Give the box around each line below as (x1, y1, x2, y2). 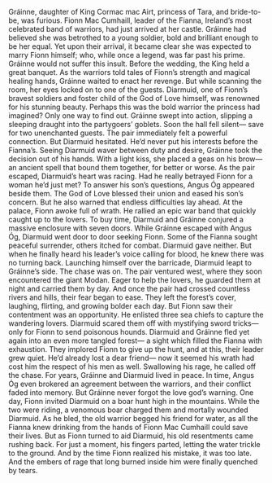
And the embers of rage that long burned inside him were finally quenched (8, 457, 258, 467)
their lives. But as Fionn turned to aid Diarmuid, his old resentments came (8, 431, 254, 441)
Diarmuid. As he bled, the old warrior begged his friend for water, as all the (8, 414, 258, 423)
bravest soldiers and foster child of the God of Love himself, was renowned (8, 94, 260, 103)
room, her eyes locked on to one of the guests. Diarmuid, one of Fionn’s (8, 85, 248, 94)
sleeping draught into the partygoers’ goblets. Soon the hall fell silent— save (8, 120, 264, 129)
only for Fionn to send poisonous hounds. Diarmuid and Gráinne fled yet (8, 327, 250, 336)
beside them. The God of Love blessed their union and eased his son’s (8, 189, 244, 198)
